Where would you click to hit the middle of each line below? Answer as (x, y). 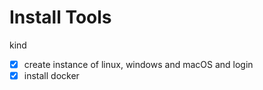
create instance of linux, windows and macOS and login (138, 64)
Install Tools (60, 17)
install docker (51, 75)
